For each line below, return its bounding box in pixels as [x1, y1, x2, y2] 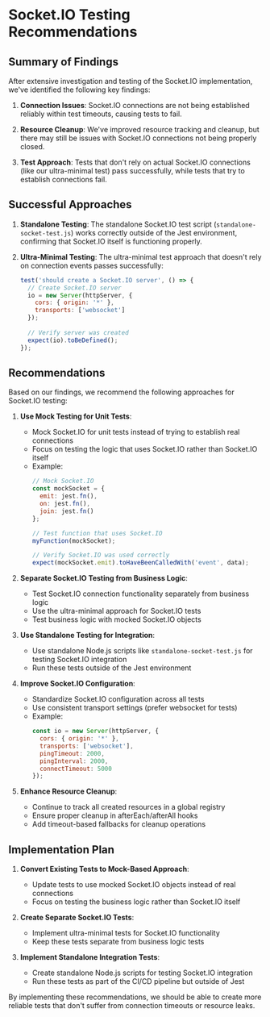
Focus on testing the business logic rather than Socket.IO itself [31, 897, 241, 907]
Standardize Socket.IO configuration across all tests [31, 694, 205, 704]
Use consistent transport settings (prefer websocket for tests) [31, 703, 238, 713]
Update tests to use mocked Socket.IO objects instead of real [31, 880, 236, 890]
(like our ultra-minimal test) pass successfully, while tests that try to [19, 166, 246, 175]
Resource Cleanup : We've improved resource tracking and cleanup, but [19, 125, 260, 134]
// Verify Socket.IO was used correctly [31, 551, 170, 560]
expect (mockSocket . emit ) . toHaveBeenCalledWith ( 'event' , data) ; [31, 559, 250, 567]
